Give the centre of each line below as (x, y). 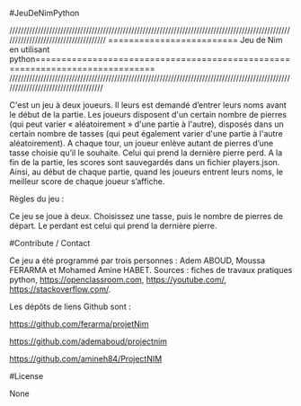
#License (27, 376)
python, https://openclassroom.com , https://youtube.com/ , (118, 279)
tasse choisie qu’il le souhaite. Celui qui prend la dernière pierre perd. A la (146, 153)
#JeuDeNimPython (44, 13)
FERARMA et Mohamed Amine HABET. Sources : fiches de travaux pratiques (151, 270)
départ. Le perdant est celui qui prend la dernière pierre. (113, 225)
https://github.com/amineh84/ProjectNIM (86, 359)
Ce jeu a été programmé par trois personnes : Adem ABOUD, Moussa (137, 260)
